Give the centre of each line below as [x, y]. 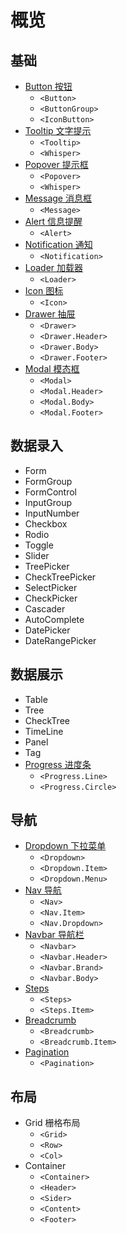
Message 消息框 [58, 198]
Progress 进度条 [58, 764]
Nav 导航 [43, 890]
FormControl [50, 492]
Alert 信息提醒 [53, 221]
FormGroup [48, 481]
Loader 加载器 [54, 267]
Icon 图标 [44, 290]
